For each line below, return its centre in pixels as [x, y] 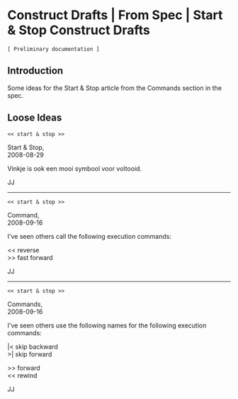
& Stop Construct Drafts [79, 30]
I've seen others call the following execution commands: [90, 236]
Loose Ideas [35, 118]
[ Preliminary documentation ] [53, 49]
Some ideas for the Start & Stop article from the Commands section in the [114, 88]
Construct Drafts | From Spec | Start [115, 15]
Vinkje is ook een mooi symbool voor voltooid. [75, 168]
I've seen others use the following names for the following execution [107, 325]
